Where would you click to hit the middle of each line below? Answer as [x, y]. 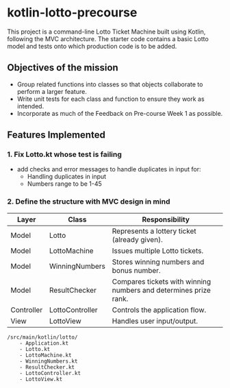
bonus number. [136, 270]
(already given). [137, 239]
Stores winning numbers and [158, 262]
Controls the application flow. [159, 310]
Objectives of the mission [63, 68]
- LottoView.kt [41, 379]
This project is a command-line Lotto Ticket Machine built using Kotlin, [106, 32]
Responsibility [166, 219]
